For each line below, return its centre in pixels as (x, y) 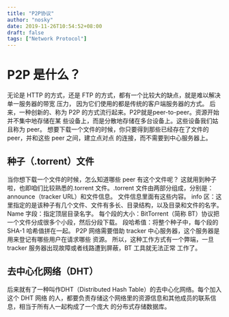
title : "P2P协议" (31, 13)
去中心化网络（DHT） (53, 271)
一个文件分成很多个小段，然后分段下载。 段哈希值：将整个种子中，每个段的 (113, 222)
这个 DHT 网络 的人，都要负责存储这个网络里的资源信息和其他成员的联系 (109, 298)
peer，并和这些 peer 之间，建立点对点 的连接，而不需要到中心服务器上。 (109, 138)
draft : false (26, 33)
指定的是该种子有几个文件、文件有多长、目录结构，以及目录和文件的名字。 (118, 205)
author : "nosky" (30, 20)
